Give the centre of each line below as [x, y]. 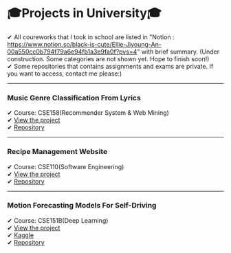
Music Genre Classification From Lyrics [74, 98]
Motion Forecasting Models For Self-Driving [82, 206]
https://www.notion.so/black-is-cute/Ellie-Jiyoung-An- [84, 44]
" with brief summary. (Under [178, 52]
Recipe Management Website [57, 152]
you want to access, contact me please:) [65, 74]
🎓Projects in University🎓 [84, 13]
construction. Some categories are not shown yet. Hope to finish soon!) [108, 58]
